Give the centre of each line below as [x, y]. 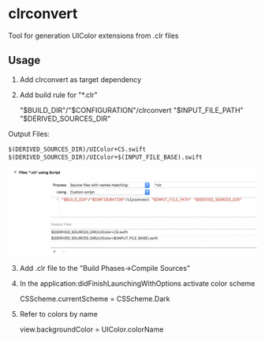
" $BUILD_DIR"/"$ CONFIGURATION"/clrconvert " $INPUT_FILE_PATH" [131, 110]
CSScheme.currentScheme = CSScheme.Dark [95, 299]
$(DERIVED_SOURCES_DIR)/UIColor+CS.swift [77, 149]
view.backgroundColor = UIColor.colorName [91, 329]
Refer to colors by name [59, 314]
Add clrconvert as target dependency [80, 79]
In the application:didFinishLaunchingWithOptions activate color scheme [137, 284]
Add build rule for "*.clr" [58, 95]
